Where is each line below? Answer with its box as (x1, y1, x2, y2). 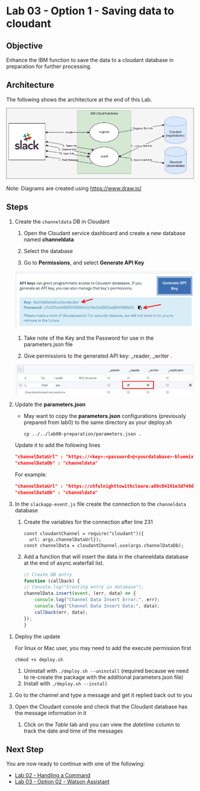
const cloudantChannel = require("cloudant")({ (23, 530, 144, 537)
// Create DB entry (23, 571, 73, 577)
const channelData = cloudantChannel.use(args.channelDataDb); (23, 542, 185, 549)
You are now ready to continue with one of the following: (6, 760, 145, 768)
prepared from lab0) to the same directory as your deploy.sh (23, 419, 173, 426)
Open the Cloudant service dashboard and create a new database (23, 229, 186, 236)
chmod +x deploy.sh (14, 657, 64, 663)
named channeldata (23, 236, 74, 243)
